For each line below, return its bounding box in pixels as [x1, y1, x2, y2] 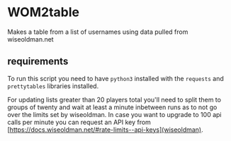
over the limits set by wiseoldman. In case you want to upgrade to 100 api [7, 110, 222, 118]
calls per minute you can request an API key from [7, 118, 151, 126]
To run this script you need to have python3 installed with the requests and [7, 74, 225, 82]
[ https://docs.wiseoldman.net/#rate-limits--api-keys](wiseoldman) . [7, 125, 203, 134]
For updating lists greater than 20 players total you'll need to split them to [7, 95, 222, 104]
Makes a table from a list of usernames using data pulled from [7, 27, 188, 36]
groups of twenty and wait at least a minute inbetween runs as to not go [7, 103, 218, 111]
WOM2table [7, 4, 80, 20]
